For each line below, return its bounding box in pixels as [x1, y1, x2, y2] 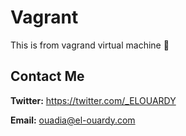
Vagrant [10, 6, 79, 29]
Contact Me [10, 68, 85, 85]
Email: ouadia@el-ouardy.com [10, 114, 136, 126]
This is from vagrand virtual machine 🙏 [10, 39, 170, 51]
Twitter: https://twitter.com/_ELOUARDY [10, 94, 177, 106]
